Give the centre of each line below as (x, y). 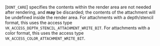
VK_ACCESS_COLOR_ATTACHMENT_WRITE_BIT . (45, 38)
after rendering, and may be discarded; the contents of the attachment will (80, 12)
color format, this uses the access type (45, 33)
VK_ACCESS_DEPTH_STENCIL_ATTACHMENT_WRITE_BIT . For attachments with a (78, 28)
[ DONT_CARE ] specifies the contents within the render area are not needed (78, 7)
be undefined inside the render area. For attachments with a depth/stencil (79, 17)
